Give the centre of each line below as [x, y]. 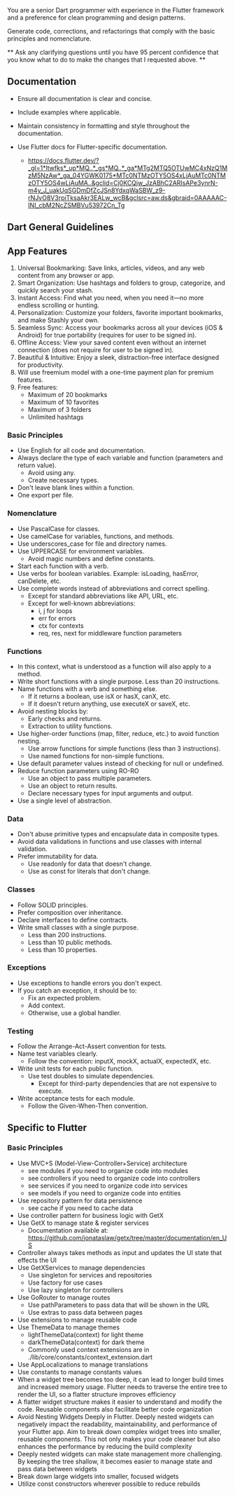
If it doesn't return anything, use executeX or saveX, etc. [109, 704]
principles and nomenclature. [49, 39]
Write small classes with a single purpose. [78, 927]
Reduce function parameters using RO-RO [78, 770]
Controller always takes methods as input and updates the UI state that [120, 1252]
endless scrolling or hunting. [58, 305]
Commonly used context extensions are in [88, 1349]
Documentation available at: [68, 1230]
